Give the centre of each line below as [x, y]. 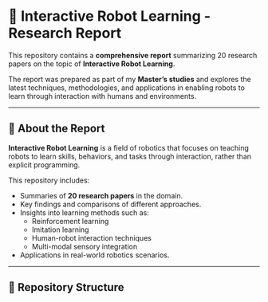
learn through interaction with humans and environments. [102, 96]
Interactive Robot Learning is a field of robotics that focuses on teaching [129, 147]
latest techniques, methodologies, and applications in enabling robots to [127, 88]
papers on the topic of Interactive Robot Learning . [92, 64]
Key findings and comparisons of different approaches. [110, 204]
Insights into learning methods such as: [84, 212]
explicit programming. [44, 165]
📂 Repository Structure [66, 287]
